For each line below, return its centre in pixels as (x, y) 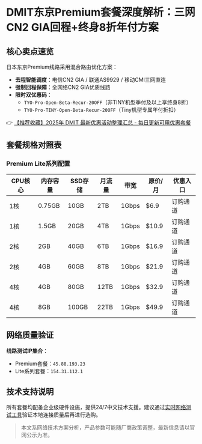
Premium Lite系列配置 (38, 164)
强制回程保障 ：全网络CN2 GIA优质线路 (63, 87)
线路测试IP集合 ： (27, 351)
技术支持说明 (30, 391)
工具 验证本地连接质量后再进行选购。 (56, 415)
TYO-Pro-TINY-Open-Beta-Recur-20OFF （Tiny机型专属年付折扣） (101, 110)
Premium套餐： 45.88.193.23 (50, 363)
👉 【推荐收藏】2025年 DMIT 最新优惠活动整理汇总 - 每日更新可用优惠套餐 (99, 123)
